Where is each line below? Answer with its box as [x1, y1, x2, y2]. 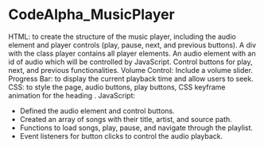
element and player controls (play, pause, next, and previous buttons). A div [8, 40, 257, 49]
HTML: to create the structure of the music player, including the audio [8, 32, 236, 41]
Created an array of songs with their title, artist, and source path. [19, 114, 232, 124]
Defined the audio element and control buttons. [19, 105, 175, 116]
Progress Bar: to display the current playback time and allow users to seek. [8, 74, 254, 83]
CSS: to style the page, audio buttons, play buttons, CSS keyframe [8, 82, 226, 92]
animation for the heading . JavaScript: [8, 90, 135, 100]
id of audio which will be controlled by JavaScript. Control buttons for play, [8, 57, 253, 67]
